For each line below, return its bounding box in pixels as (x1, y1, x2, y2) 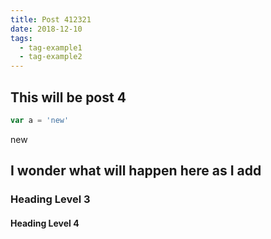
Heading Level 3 (10, 192, 91, 206)
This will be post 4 (10, 89, 127, 106)
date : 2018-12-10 (10, 24, 83, 34)
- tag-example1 (19, 42, 83, 53)
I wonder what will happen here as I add (10, 162, 262, 180)
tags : (10, 33, 33, 43)
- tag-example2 (19, 52, 83, 62)
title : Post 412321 (10, 14, 92, 25)
